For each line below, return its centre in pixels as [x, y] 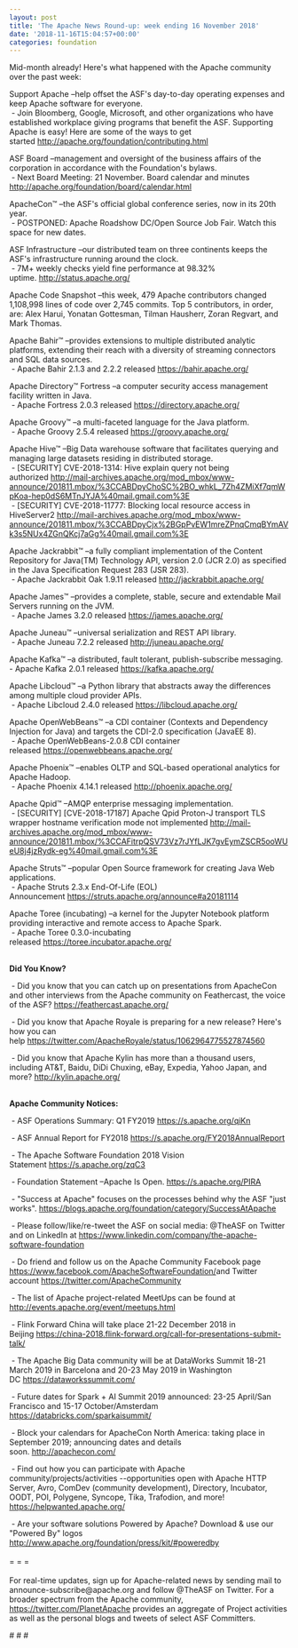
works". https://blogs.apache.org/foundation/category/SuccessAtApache [143, 1208]
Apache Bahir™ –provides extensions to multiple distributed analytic [132, 341]
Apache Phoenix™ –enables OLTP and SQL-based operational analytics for [145, 768]
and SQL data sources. [51, 360]
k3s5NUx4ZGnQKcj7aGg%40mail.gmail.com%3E [99, 534]
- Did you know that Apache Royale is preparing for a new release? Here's [146, 1022]
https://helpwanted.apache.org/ [67, 1507]
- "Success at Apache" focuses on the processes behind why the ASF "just [149, 1199]
